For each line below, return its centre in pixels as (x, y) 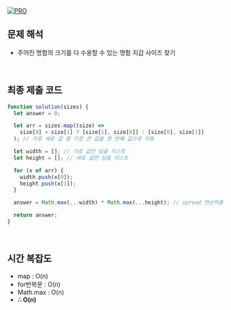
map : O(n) (33, 276)
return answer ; (36, 215)
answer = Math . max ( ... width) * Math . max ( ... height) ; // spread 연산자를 (118, 202)
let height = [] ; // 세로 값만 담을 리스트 (71, 158)
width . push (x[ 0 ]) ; (46, 177)
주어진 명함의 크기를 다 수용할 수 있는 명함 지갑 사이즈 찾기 (96, 52)
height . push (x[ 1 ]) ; (48, 184)
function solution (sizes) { (48, 107)
